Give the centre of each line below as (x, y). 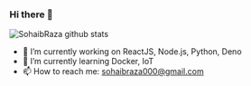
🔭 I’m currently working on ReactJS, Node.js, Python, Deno (132, 52)
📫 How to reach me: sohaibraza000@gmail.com (113, 72)
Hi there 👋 (32, 14)
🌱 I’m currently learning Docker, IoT (88, 62)
